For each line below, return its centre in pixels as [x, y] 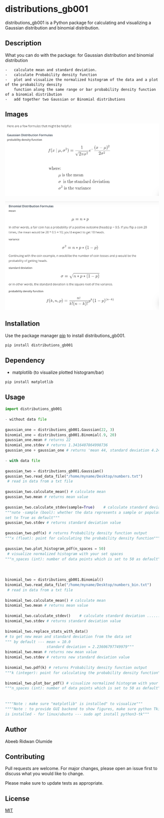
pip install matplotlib [29, 382]
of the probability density [34, 84]
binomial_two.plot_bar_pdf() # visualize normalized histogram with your [82, 683]
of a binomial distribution [34, 94]
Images [17, 115]
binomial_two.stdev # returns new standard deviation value [68, 657]
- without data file [26, 419]
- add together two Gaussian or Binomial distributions [65, 99]
